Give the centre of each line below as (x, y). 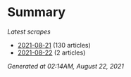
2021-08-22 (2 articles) (51, 52)
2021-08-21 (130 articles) (54, 45)
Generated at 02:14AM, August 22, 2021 (66, 66)
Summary (36, 12)
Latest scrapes (29, 31)
